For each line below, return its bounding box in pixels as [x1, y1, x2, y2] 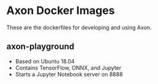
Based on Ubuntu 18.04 [15, 57, 75, 65]
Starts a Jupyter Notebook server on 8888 [15, 71, 123, 78]
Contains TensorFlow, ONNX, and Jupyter [15, 64, 122, 71]
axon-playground [6, 41, 75, 52]
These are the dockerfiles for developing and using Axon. [6, 24, 152, 31]
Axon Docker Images [6, 4, 115, 18]
